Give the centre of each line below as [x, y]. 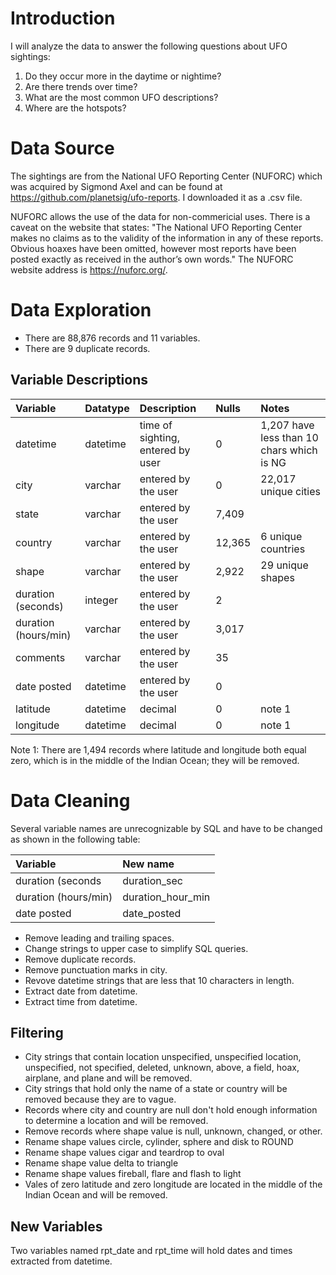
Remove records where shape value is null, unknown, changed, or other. [173, 1131]
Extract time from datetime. [81, 1001]
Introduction [63, 18]
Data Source [62, 148]
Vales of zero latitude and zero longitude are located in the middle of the [173, 1184]
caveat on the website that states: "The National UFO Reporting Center [156, 227]
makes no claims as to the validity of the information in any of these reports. [167, 238]
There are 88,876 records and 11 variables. [112, 338]
